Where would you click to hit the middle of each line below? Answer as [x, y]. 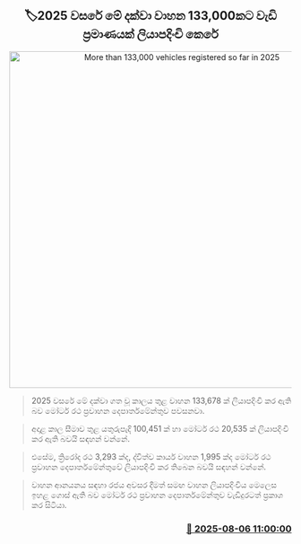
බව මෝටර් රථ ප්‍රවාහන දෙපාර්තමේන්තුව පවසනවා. [118, 410]
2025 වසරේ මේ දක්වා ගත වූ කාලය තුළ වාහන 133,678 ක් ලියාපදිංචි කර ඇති [161, 400]
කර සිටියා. [49, 505]
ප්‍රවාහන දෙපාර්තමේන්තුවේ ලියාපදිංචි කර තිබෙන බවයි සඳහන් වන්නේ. [149, 467]
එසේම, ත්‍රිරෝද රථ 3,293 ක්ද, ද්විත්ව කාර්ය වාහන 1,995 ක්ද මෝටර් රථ [151, 456]
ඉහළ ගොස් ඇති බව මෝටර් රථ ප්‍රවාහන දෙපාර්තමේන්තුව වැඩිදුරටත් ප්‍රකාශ [157, 495]
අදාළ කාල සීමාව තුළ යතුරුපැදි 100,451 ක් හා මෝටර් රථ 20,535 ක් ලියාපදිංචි [160, 428]
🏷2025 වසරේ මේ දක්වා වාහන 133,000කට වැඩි [150, 16]
